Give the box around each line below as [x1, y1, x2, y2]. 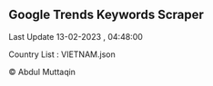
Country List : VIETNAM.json [8, 49, 116, 60]
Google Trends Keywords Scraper [8, 7, 204, 23]
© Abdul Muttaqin [8, 66, 76, 77]
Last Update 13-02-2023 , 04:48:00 [8, 31, 143, 42]
